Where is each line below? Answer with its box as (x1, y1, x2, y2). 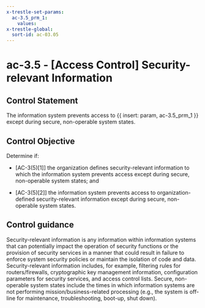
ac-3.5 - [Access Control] (6, 58, 140, 72)
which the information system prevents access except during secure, (15, 170, 190, 178)
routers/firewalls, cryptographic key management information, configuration (6, 268, 198, 276)
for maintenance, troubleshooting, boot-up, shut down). (17, 295, 157, 302)
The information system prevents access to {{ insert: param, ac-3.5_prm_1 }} (6, 111, 199, 119)
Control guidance (6, 220, 75, 230)
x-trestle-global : (6, 26, 53, 32)
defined (15, 195, 35, 203)
